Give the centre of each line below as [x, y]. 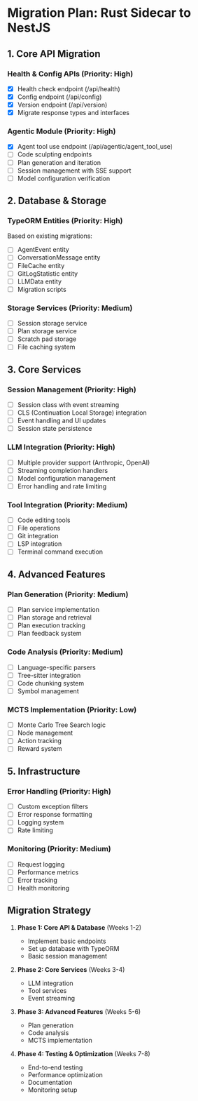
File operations [39, 528]
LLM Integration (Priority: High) [61, 447]
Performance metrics [48, 872]
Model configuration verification [64, 178]
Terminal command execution [60, 552]
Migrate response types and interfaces [73, 113]
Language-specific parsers [56, 667]
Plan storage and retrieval [55, 618]
